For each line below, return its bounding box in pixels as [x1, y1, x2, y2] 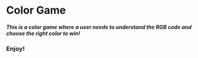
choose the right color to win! [6, 30, 80, 37]
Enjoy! [6, 45, 25, 53]
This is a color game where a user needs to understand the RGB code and [6, 23, 192, 30]
